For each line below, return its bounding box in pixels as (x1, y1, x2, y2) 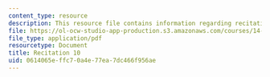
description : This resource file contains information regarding (8, 19, 231, 27)
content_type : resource (8, 11, 88, 20)
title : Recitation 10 (8, 49, 81, 57)
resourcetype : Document (8, 42, 88, 50)
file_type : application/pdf (8, 34, 103, 43)
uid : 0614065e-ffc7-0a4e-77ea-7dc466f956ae (8, 57, 157, 65)
